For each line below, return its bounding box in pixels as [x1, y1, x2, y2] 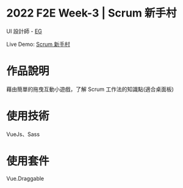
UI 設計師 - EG [6, 27, 43, 35]
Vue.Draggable [6, 175, 45, 182]
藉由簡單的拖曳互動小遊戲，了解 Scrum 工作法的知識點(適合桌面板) [6, 85, 174, 93]
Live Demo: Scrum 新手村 [6, 40, 70, 48]
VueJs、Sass [6, 130, 40, 138]
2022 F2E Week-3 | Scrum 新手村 [6, 6, 177, 20]
